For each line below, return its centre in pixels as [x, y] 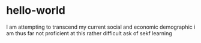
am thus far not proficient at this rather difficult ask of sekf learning [89, 33]
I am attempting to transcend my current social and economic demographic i [101, 27]
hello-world [36, 10]
